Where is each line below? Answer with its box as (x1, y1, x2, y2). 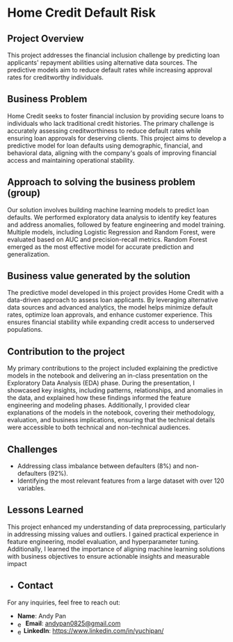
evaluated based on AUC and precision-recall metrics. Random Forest (7, 235, 207, 243)
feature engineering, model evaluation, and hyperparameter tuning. (7, 537, 200, 545)
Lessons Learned (7, 504, 83, 516)
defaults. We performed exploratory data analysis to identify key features (7, 213, 217, 221)
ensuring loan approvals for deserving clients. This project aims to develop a (7, 134, 227, 142)
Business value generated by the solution (7, 270, 191, 282)
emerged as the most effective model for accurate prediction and (7, 242, 194, 251)
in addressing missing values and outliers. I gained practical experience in (7, 530, 219, 538)
